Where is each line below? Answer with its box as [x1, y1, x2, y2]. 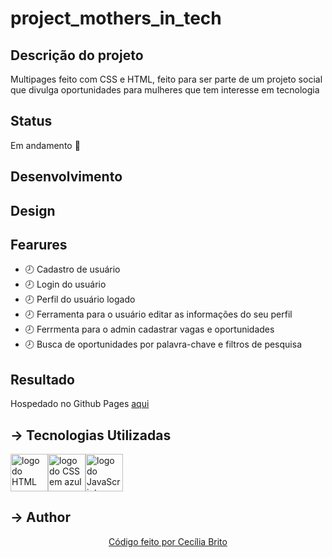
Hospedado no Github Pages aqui [10, 398, 150, 410]
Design [10, 202, 56, 219]
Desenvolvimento [10, 168, 123, 186]
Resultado [10, 371, 75, 388]
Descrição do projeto [10, 47, 144, 64]
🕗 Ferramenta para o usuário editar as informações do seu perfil [24, 308, 293, 321]
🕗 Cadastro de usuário [24, 263, 121, 276]
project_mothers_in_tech [10, 7, 222, 30]
